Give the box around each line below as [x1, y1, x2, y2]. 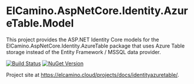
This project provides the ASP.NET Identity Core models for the [6, 36, 159, 43]
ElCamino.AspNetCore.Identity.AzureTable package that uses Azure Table [6, 42, 185, 49]
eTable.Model [6, 16, 74, 30]
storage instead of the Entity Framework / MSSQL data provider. [6, 48, 162, 55]
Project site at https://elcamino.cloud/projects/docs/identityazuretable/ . [6, 71, 179, 78]
